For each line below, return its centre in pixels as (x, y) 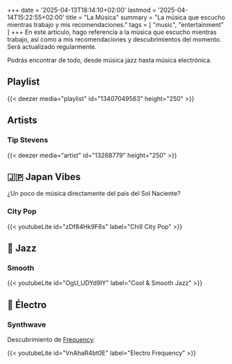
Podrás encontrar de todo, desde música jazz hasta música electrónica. (110, 60)
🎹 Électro (27, 305)
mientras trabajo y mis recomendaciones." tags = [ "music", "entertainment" (116, 25)
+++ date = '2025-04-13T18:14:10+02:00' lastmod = (82, 10)
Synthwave (27, 325)
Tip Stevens (28, 140)
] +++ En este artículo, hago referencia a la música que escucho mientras (112, 32)
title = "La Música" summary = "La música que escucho (145, 17)
